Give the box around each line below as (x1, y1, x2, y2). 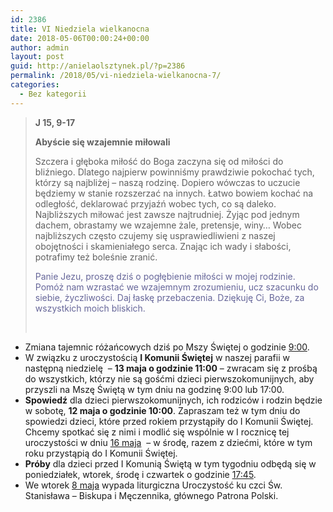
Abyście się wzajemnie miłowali (34, 136, 171, 148)
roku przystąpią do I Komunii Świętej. (24, 447, 178, 459)
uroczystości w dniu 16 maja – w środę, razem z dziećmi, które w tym (24, 436, 313, 448)
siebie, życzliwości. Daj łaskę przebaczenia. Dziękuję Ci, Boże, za (34, 291, 305, 303)
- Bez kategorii (19, 89, 87, 99)
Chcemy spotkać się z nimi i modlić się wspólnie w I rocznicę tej (24, 426, 290, 438)
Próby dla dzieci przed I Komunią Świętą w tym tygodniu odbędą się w (24, 457, 317, 470)
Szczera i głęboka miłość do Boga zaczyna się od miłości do (34, 155, 284, 167)
